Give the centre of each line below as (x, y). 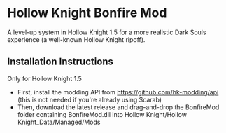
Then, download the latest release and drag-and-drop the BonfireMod (118, 107)
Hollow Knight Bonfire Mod (87, 13)
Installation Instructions (61, 62)
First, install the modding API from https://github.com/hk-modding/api (118, 92)
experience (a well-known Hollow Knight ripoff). (76, 39)
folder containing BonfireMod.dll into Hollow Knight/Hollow (102, 114)
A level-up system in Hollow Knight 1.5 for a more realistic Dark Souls (107, 32)
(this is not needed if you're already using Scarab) (90, 99)
